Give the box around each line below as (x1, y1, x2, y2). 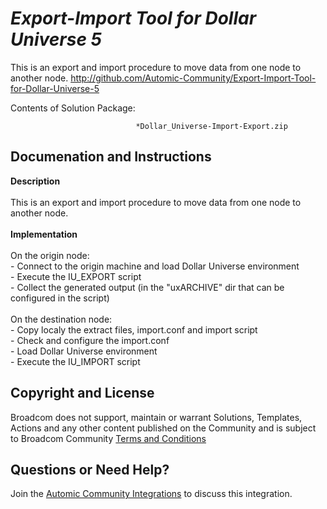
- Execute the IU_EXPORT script (10, 270, 142, 282)
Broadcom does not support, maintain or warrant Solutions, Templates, (10, 411, 303, 423)
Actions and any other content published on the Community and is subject (10, 422, 317, 434)
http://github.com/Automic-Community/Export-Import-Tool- (70, 72, 317, 84)
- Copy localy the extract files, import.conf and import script (10, 323, 258, 336)
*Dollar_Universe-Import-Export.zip (135, 121, 288, 131)
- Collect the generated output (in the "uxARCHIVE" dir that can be (10, 281, 285, 293)
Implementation (10, 228, 78, 240)
